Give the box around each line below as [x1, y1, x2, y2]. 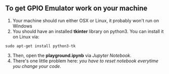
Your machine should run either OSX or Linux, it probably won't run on [12, 17, 159, 23]
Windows [12, 23, 32, 29]
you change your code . [12, 63, 62, 69]
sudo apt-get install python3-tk [5, 43, 76, 49]
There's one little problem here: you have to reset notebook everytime [12, 58, 158, 64]
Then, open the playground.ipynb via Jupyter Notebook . [12, 52, 132, 58]
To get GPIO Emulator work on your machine [5, 4, 148, 13]
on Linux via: [12, 33, 39, 40]
